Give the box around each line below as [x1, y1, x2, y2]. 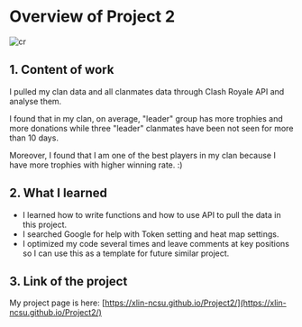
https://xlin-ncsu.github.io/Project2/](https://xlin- [105, 297, 287, 308]
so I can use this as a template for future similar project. [22, 248, 230, 259]
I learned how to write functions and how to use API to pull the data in [22, 209, 281, 220]
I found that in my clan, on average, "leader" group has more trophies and [9, 113, 284, 123]
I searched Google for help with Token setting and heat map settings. [22, 228, 279, 240]
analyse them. [9, 95, 62, 106]
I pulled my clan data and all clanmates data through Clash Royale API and [9, 86, 285, 96]
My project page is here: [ [9, 297, 105, 308]
